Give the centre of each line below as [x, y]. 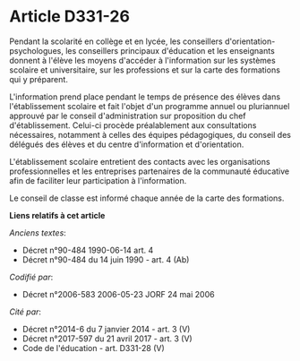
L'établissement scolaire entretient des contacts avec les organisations [140, 161]
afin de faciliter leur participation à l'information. [98, 180]
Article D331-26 [69, 17]
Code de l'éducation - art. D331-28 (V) [94, 348]
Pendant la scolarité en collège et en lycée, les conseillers [116, 41]
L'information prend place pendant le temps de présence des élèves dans [145, 97]
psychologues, [37, 50]
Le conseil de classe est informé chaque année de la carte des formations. [147, 198]
